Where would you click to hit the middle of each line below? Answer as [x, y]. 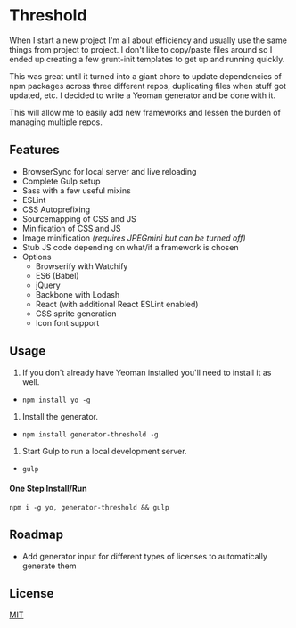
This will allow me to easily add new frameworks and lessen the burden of [145, 112]
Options [37, 257]
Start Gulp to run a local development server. [104, 451]
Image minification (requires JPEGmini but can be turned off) [134, 238]
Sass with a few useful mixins [76, 190]
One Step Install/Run [48, 489]
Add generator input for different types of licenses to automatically [144, 556]
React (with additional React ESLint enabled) [117, 304]
